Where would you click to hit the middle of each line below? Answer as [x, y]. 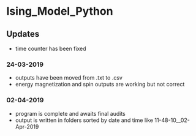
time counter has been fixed [51, 48]
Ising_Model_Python [60, 11]
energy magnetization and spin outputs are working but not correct [100, 85]
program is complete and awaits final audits [70, 113]
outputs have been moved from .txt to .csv [69, 78]
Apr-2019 [27, 126]
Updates [23, 34]
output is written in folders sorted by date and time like [84, 120]
